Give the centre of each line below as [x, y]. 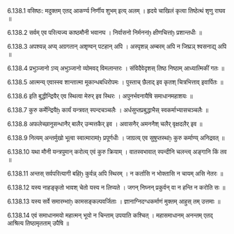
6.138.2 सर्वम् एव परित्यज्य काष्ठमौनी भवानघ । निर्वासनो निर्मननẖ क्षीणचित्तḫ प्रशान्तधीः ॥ [104, 32]
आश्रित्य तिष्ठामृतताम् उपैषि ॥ [38, 223]
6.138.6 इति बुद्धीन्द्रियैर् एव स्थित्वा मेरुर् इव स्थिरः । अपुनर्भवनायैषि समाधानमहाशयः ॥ [100, 96]
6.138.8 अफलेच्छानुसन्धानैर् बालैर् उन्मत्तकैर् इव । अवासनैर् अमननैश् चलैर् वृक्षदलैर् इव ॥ [105, 124]
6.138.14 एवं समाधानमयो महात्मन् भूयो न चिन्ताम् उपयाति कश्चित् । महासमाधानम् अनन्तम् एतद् [110, 215]
